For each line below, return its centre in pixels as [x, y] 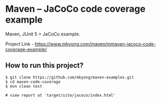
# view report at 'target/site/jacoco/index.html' [61, 95]
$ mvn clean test [24, 86]
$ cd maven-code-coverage [33, 82]
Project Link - [20, 44]
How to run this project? [44, 65]
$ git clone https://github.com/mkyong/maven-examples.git [70, 77]
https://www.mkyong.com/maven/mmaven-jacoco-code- [96, 44]
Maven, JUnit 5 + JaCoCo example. [43, 34]
